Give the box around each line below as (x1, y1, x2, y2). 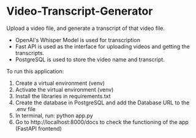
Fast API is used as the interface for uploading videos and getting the (15, 43, 190, 50)
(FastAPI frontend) (15, 125, 62, 132)
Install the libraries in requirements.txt (15, 92, 111, 100)
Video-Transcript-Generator (6, 4, 153, 18)
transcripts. (15, 49, 45, 56)
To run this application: (6, 67, 64, 74)
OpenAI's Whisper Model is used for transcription (15, 36, 141, 43)
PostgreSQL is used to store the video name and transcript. (15, 56, 165, 63)
